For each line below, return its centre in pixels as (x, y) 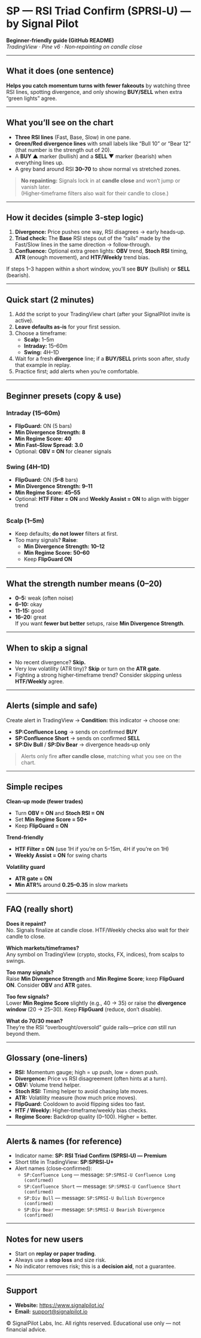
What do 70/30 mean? (35, 1021)
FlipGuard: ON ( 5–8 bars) (46, 480)
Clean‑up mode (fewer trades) (45, 801)
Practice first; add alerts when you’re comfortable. (77, 372)
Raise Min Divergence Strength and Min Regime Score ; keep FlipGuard (95, 978)
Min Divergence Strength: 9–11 (54, 486)
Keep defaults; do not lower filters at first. (66, 534)
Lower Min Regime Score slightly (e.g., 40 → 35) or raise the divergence (96, 1003)
